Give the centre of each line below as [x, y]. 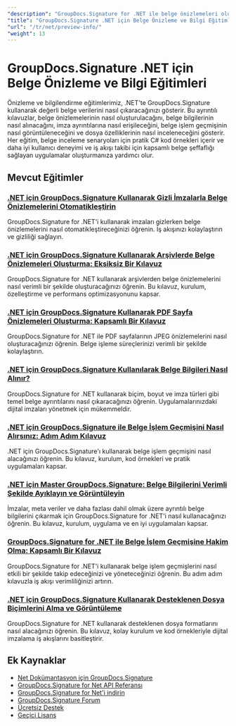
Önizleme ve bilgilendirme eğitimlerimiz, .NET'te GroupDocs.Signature [109, 103]
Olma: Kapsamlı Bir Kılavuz [54, 550]
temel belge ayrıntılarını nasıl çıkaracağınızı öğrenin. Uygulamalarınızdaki [112, 401]
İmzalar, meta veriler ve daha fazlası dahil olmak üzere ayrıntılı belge [106, 509]
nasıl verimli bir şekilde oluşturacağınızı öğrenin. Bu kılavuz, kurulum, [107, 287]
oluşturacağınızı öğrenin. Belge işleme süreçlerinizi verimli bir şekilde [107, 344]
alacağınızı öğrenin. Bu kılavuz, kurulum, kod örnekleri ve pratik [99, 459]
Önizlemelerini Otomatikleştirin [62, 207]
